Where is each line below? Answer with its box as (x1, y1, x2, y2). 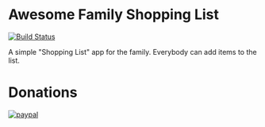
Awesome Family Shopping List (8, 6, 220, 24)
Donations (8, 83, 78, 102)
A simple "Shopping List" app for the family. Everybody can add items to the (8, 47, 257, 56)
